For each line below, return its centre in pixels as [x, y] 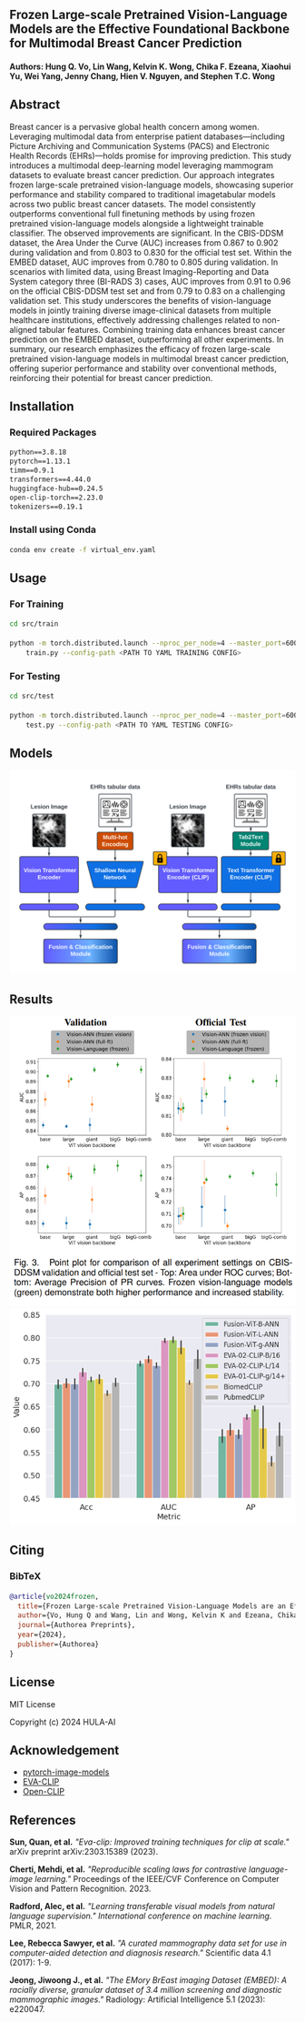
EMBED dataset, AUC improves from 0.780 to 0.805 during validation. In [144, 262]
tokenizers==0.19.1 [46, 507]
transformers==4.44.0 [50, 480]
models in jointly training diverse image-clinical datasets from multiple [140, 310]
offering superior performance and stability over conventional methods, [143, 368]
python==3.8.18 [38, 453]
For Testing [35, 676]
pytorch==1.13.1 [40, 462]
